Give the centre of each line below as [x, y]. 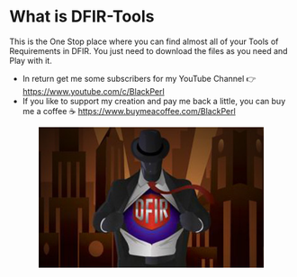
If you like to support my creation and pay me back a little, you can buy [154, 101]
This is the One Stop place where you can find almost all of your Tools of [144, 41]
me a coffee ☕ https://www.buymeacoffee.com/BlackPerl [129, 111]
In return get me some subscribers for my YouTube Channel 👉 [139, 78]
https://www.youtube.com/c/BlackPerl [93, 91]
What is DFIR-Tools [82, 17]
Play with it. [31, 60]
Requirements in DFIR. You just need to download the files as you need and [148, 50]
